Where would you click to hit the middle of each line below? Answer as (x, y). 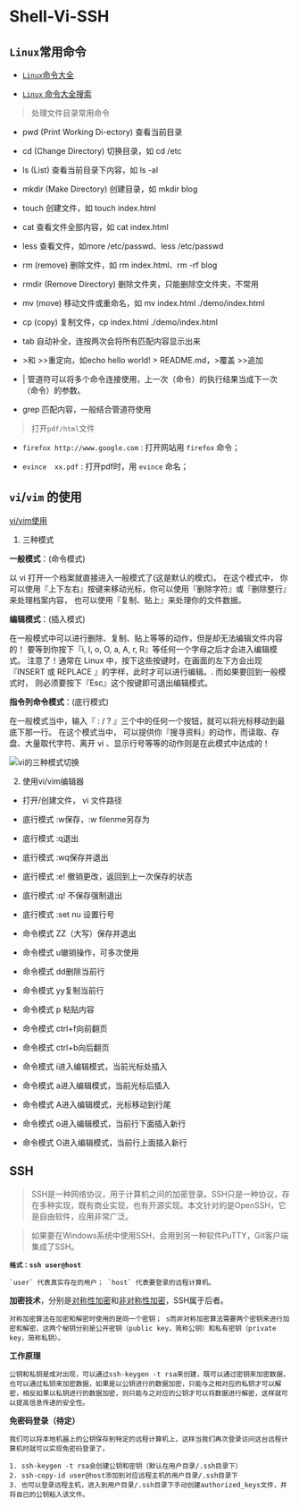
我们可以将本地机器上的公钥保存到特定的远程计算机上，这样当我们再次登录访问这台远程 (145, 1439)
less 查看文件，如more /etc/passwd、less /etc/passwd (123, 246)
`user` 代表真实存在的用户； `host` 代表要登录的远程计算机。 (112, 1282)
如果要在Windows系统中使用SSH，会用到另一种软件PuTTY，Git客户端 (159, 1235)
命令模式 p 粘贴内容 (58, 1009)
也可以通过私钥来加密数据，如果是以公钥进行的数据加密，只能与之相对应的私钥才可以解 (145, 1384)
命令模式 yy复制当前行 (63, 990)
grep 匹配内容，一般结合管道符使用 (87, 409)
